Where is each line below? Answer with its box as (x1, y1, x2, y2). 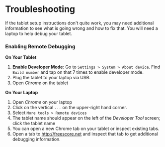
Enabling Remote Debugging (5, 43, 76, 50)
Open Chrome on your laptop (12, 99, 72, 105)
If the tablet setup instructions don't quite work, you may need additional (5, 20, 154, 26)
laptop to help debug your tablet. (5, 30, 73, 36)
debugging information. (12, 136, 61, 143)
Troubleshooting (5, 3, 76, 15)
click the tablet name (12, 121, 56, 127)
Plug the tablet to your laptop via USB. (12, 75, 91, 81)
